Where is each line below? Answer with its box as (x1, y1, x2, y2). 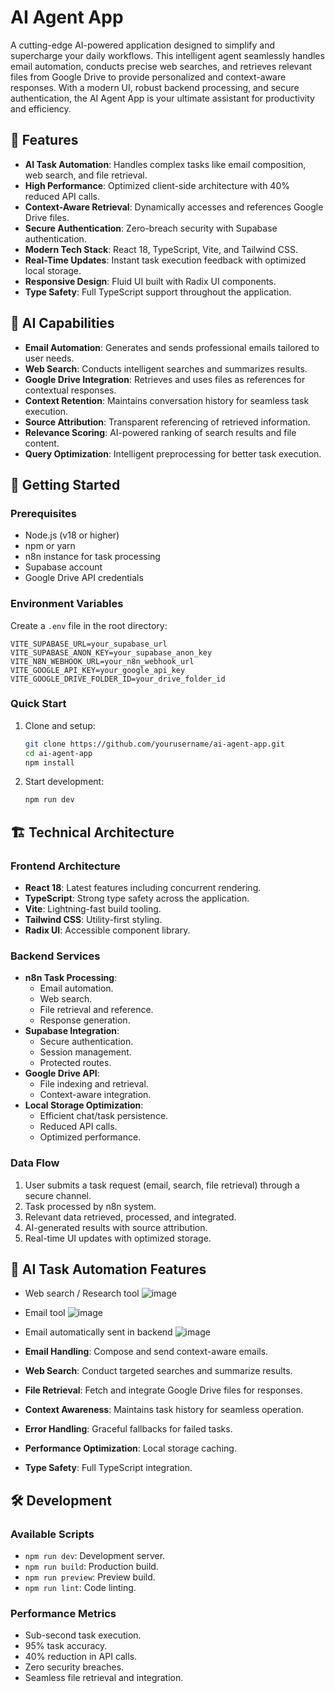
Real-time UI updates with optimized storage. (24, 1232, 212, 1244)
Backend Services (10, 949, 101, 963)
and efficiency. (10, 102, 72, 115)
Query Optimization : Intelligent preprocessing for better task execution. (24, 447, 322, 460)
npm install (24, 757, 75, 768)
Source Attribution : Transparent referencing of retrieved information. (24, 416, 311, 428)
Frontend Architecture (10, 859, 121, 873)
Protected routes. (39, 1057, 112, 1069)
